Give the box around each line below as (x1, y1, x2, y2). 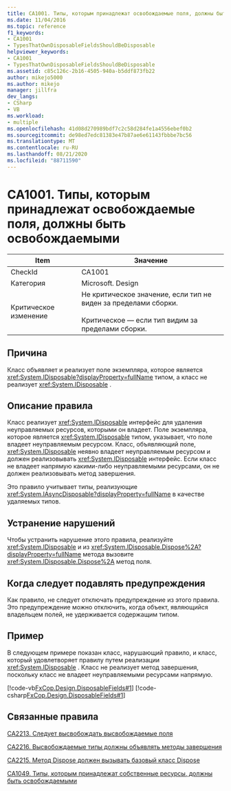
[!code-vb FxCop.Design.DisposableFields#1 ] (7, 684, 134, 692)
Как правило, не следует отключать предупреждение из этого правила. (7, 596, 220, 604)
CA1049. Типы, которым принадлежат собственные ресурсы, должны (7, 769, 213, 777)
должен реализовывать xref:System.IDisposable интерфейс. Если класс (7, 455, 217, 463)
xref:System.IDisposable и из (7, 543, 90, 551)
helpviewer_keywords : (7, 49, 69, 56)
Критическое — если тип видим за (81, 315, 198, 325)
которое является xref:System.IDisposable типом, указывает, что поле (7, 433, 213, 441)
